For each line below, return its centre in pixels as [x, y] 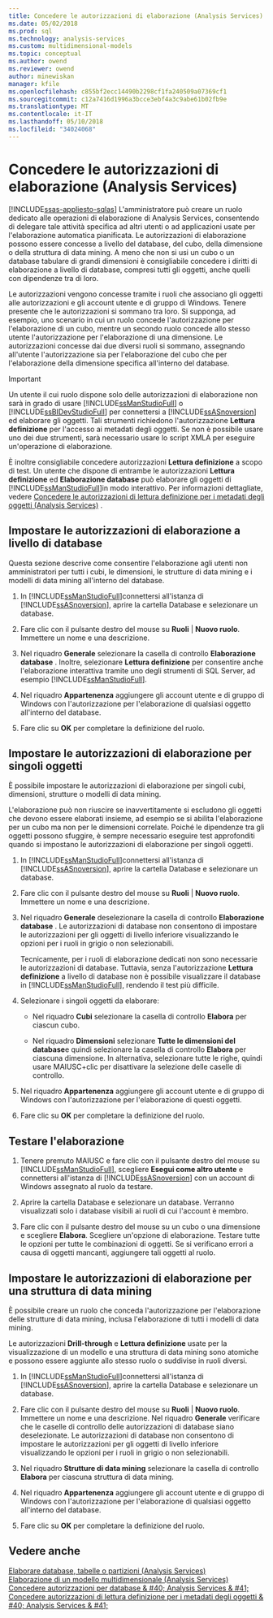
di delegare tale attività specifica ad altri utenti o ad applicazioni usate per [132, 226]
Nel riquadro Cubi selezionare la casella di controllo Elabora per [139, 1017]
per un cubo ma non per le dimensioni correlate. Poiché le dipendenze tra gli [136, 827]
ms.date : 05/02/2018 [43, 24]
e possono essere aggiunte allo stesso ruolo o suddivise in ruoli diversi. [128, 1361]
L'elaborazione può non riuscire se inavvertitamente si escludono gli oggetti [135, 810]
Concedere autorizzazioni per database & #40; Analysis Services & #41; [129, 1588]
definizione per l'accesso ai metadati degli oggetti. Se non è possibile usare [136, 429]
